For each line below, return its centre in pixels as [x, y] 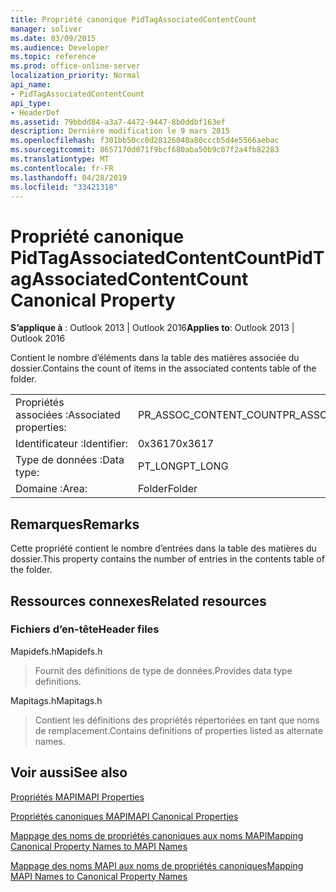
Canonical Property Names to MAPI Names [99, 846]
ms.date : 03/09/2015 [53, 38]
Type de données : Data [70, 460]
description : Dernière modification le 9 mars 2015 [120, 131]
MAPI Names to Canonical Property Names [99, 876]
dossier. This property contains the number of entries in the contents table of [167, 559]
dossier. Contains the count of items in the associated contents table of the [163, 368]
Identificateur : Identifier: [71, 444]
